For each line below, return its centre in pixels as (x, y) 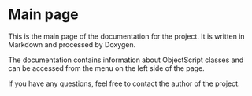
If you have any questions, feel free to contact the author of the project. (124, 83)
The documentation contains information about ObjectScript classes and (126, 60)
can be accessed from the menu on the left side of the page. (106, 68)
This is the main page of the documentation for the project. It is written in (127, 36)
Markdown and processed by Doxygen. (72, 44)
